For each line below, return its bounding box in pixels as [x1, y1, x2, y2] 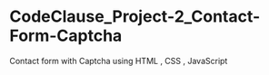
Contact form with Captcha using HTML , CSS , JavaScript [9, 55, 228, 66]
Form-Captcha [9, 25, 123, 46]
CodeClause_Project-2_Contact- [9, 6, 261, 27]
